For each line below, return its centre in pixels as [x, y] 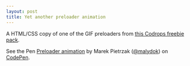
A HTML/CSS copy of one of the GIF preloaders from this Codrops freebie [95, 33]
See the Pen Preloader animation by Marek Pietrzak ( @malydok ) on [87, 51]
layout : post [22, 11]
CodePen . [18, 57]
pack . [13, 40]
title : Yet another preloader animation [56, 17]
